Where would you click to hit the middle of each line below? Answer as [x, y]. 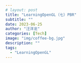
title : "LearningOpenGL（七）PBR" [41, 15]
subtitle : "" [19, 19]
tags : [11, 48]
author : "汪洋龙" [23, 29]
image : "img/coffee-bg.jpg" [35, 39]
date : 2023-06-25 [24, 24]
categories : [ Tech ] [26, 34]
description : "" [23, 43]
